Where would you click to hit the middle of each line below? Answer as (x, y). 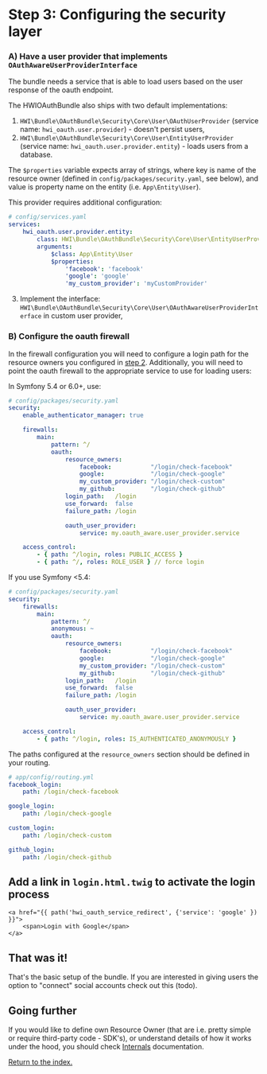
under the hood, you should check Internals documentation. (106, 1046)
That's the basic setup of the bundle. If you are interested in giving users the (133, 977)
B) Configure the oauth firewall (69, 337)
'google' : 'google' (97, 276)
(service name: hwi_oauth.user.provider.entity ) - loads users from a (134, 146)
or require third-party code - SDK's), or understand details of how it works (130, 1038)
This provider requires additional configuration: (85, 202)
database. (36, 155)
